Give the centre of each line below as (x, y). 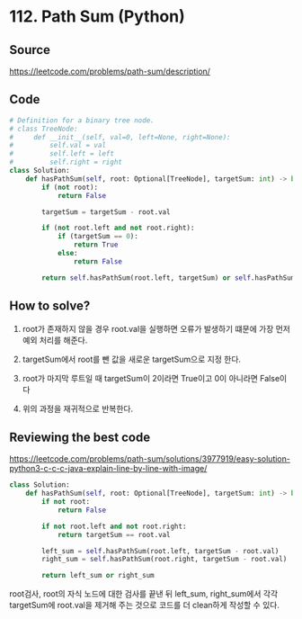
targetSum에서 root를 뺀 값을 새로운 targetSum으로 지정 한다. (131, 359)
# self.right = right (66, 162)
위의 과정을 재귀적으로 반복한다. (77, 408)
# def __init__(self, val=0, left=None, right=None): (120, 137)
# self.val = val (58, 146)
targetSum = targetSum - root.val (106, 212)
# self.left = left (62, 154)
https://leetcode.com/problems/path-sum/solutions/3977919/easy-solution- (150, 459)
